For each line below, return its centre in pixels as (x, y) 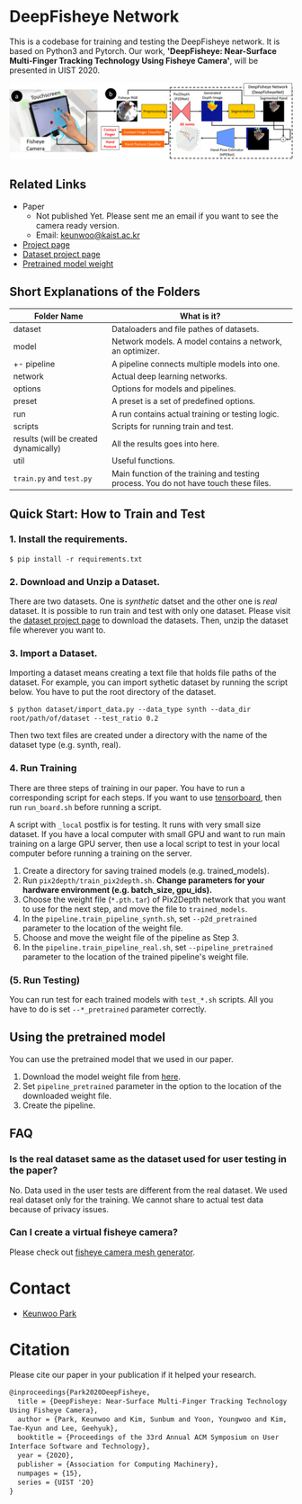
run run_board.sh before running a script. (85, 806)
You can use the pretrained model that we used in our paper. (121, 1058)
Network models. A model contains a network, (197, 342)
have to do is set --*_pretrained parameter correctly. (108, 1009)
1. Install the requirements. (69, 539)
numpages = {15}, (50, 1473)
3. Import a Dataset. (53, 653)
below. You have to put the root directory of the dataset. (113, 692)
